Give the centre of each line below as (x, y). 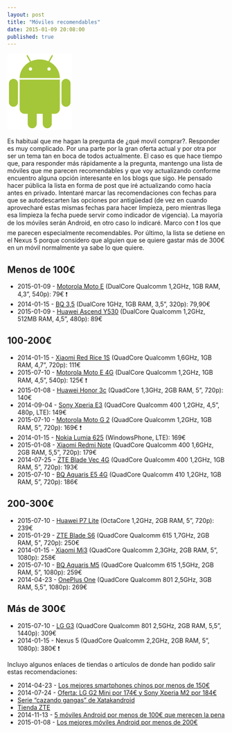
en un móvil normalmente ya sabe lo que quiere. (76, 248)
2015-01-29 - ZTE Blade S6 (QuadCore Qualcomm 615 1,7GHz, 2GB (113, 535)
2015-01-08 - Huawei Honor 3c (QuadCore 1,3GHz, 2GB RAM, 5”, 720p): (120, 390)
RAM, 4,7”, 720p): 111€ (49, 364)
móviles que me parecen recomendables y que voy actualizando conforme (114, 171)
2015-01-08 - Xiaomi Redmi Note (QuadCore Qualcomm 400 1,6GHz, (115, 444)
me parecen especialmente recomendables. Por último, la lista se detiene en (116, 233)
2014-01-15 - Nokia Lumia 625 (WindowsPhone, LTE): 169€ (101, 437)
